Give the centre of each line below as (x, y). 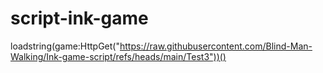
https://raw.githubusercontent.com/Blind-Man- (216, 46)
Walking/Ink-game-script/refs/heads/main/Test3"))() (118, 56)
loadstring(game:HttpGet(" (65, 46)
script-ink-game (79, 18)
